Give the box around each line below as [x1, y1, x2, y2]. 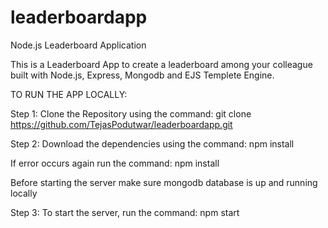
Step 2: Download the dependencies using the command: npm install [10, 137, 295, 150]
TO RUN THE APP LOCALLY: [10, 88, 128, 100]
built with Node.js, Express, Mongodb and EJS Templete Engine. [10, 69, 275, 81]
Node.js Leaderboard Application [10, 39, 147, 51]
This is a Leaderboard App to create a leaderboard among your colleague [10, 58, 313, 70]
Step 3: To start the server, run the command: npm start [10, 206, 240, 218]
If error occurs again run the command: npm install [10, 157, 220, 169]
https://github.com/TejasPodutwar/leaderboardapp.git [10, 118, 233, 130]
